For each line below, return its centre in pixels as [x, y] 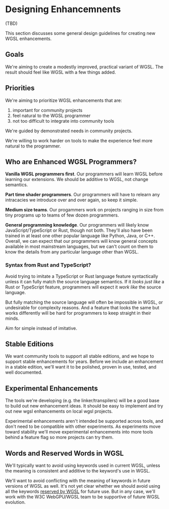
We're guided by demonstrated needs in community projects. [69, 131]
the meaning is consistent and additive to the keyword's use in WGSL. [78, 471]
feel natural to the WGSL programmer [51, 116]
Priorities [20, 88]
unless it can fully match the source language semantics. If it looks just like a [85, 281]
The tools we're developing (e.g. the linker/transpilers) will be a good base [82, 401]
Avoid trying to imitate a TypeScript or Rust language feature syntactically [82, 276]
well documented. [24, 372]
